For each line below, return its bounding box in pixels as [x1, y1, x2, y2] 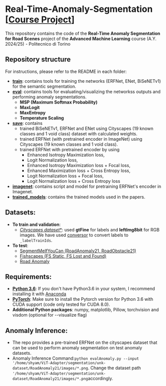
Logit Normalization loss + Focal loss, [27, 172, 104, 179]
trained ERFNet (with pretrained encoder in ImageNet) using [19, 136, 143, 142]
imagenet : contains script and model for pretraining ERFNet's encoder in [12, 183, 162, 189]
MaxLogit [19, 104, 40, 110]
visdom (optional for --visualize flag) [12, 312, 87, 318]
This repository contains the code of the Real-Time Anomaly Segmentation [5, 30, 161, 36]
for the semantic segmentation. [12, 83, 76, 89]
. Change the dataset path [88, 365, 141, 371]
